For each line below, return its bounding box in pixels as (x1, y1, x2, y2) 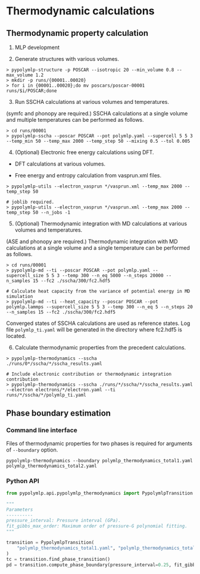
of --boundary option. (6, 446, 58, 453)
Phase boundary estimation (6, 408, 111, 419)
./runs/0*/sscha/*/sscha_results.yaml (6, 361, 102, 367)
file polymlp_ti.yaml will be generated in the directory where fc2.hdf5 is (6, 326, 183, 333)
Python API (6, 477, 40, 485)
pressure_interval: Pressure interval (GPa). (6, 518, 121, 524)
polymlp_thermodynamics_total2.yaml (6, 463, 97, 469)
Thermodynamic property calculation (6, 28, 149, 38)
